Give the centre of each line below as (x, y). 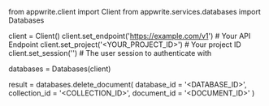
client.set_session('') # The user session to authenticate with (110, 53)
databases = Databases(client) (60, 69)
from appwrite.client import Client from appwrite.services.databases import (135, 12)
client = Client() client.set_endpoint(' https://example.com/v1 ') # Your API (130, 36)
